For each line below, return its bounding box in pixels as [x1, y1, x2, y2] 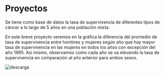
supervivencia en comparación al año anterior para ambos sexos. [5, 54, 137, 60]
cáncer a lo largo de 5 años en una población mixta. [5, 24, 110, 30]
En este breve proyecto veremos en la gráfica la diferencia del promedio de [5, 34, 158, 40]
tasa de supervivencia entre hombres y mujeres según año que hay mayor [5, 39, 156, 45]
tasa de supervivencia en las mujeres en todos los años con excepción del [5, 44, 156, 50]
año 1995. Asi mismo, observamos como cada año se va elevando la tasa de [5, 50, 160, 55]
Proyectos [5, 3, 48, 14]
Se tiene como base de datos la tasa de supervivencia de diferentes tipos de [5, 19, 160, 25]
